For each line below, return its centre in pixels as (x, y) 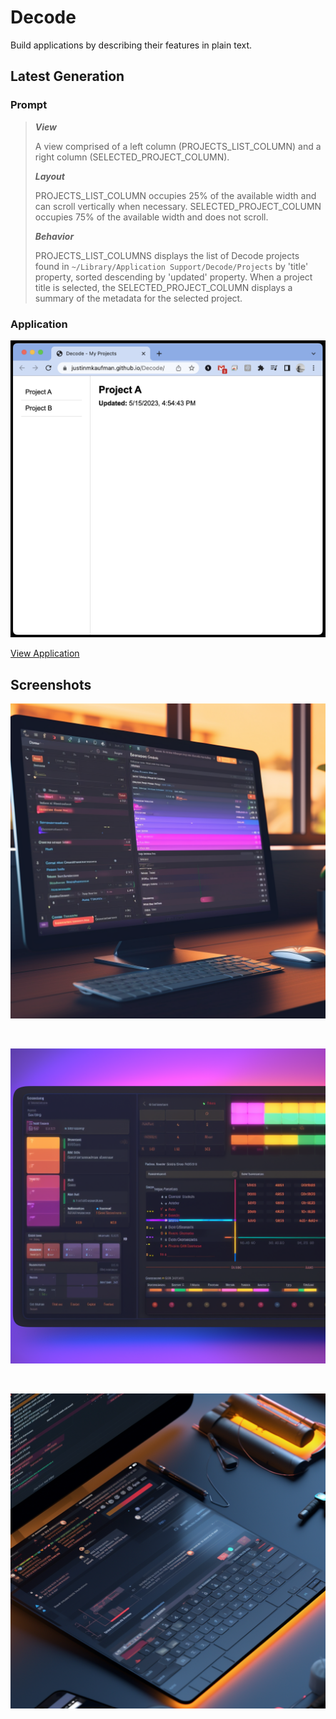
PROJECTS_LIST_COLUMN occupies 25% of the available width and (175, 195)
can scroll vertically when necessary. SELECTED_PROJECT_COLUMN (178, 206)
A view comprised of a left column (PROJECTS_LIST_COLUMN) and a (178, 146)
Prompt (29, 105)
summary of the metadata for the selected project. (138, 298)
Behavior (54, 236)
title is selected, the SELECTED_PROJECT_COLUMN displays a (163, 287)
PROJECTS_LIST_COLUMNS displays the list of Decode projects (167, 255)
